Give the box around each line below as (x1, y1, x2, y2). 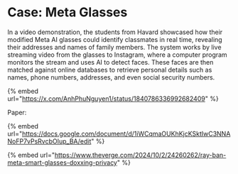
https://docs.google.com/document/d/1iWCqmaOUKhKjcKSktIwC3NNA (21, 129, 231, 138)
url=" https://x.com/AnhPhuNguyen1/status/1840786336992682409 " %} (7, 94, 219, 103)
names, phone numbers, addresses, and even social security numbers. (7, 72, 215, 82)
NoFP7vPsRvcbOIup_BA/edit (7, 136, 92, 146)
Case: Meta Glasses (7, 4, 128, 21)
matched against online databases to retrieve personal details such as (7, 65, 212, 74)
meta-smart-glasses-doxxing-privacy (7, 158, 117, 167)
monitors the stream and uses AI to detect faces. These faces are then (7, 58, 214, 66)
